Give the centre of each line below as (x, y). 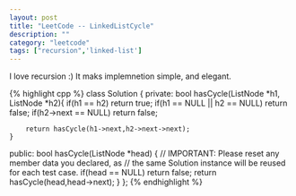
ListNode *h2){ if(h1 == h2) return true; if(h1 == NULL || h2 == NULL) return (148, 103)
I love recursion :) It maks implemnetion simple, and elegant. (120, 76)
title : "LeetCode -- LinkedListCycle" (82, 26)
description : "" (39, 34)
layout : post (34, 17)
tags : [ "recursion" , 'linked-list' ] (76, 51)
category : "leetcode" (50, 43)
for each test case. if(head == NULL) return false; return (113, 173)
